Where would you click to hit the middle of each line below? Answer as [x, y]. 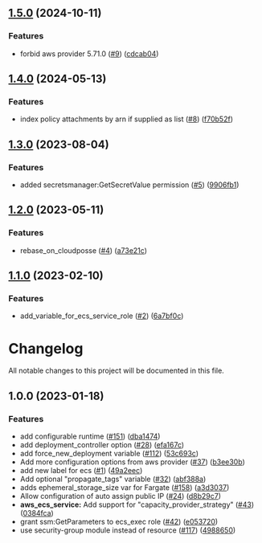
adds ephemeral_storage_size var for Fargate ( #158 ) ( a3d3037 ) [125, 488]
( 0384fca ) [37, 513]
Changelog [46, 348]
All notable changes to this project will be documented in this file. [117, 371]
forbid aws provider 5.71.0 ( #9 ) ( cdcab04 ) [89, 53]
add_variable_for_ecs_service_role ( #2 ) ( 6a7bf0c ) [102, 316]
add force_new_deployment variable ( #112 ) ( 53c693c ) [109, 454]
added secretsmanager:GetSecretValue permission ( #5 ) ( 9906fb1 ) [129, 185]
